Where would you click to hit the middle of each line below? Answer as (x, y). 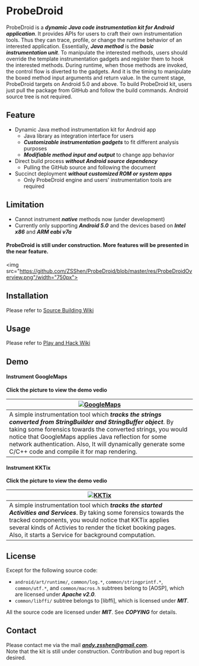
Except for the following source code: (52, 570)
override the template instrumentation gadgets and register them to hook (95, 59)
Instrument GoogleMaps (37, 377)
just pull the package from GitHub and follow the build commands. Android (97, 90)
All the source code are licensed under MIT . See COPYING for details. (92, 612)
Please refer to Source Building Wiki (50, 310)
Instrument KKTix (28, 468)
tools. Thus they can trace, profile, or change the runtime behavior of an (94, 40)
